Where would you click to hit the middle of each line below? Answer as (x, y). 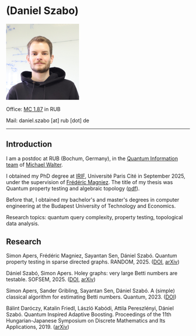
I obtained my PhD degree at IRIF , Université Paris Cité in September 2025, (96, 176)
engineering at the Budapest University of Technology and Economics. (91, 206)
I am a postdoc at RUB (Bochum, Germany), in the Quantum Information (92, 158)
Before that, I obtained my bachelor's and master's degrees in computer (93, 199)
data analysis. (23, 223)
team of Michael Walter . (34, 164)
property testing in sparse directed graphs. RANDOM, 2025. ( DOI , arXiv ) (93, 262)
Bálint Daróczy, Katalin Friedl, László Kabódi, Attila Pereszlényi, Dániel (90, 309)
